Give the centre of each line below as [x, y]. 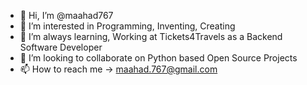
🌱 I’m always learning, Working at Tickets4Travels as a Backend [151, 36]
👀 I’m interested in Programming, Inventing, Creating [127, 26]
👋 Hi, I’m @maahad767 [66, 15]
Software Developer [61, 47]
